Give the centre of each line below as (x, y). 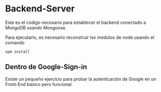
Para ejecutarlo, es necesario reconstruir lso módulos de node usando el (80, 37)
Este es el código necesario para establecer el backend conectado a (76, 22)
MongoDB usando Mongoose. (36, 27)
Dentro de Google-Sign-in (46, 67)
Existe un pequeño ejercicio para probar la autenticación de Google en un (81, 79)
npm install (17, 52)
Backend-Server (40, 9)
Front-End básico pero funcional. (39, 84)
